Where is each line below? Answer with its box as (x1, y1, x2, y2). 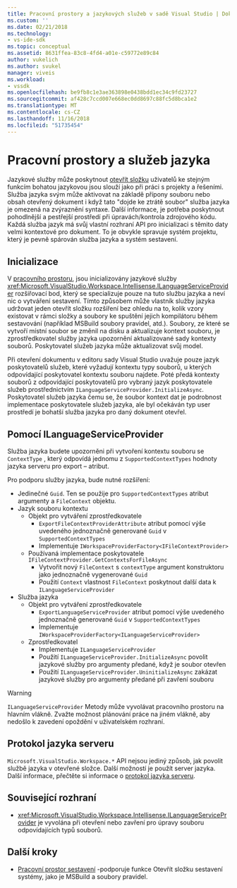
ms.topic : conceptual (7, 43, 71, 50)
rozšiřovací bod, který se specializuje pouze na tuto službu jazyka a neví (15, 290, 226, 298)
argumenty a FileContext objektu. (17, 497, 116, 505)
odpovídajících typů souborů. (17, 825, 103, 834)
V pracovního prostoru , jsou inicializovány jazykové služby (7, 274, 178, 283)
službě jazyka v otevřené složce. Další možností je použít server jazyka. (7, 764, 216, 772)
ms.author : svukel (7, 63, 61, 70)
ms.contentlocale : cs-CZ (7, 109, 80, 116)
